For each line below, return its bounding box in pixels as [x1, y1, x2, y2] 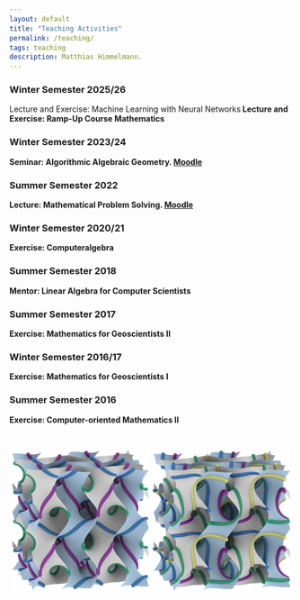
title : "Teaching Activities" [9, 23, 123, 33]
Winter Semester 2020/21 [9, 222, 125, 234]
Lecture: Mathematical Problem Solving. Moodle [9, 199, 194, 211]
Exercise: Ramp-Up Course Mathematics [9, 114, 165, 124]
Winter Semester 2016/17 [9, 350, 123, 363]
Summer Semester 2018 [9, 265, 117, 277]
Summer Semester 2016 [9, 394, 117, 406]
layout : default [9, 14, 70, 23]
